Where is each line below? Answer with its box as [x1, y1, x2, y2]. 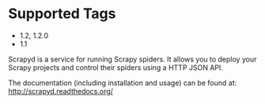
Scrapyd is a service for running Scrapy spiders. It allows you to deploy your [8, 54, 257, 64]
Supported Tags [8, 5, 116, 23]
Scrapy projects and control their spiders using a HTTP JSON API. [8, 62, 224, 72]
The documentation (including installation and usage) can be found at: [8, 78, 237, 87]
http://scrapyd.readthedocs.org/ [8, 86, 113, 95]
